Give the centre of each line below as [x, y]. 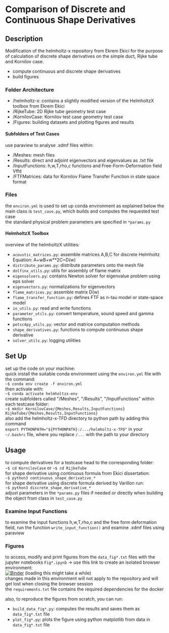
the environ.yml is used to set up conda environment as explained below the [85, 206]
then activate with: [24, 389]
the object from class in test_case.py [44, 498]
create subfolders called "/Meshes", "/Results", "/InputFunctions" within [80, 399]
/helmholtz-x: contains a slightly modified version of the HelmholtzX [83, 101]
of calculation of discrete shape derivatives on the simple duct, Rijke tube [81, 56]
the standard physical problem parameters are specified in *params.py [78, 222]
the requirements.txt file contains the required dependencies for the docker [84, 589]
